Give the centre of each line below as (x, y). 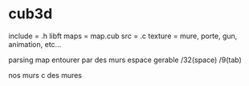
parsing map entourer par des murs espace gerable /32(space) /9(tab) (125, 60)
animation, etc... (35, 44)
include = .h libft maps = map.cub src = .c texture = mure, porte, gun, (123, 36)
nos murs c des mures (45, 75)
